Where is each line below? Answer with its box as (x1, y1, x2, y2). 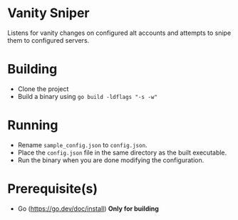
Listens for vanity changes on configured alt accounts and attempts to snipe (7, 28, 232, 37)
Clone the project (17, 84, 69, 93)
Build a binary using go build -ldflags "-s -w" (17, 92, 158, 100)
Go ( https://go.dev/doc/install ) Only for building (17, 204, 159, 213)
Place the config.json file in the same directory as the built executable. (17, 148, 227, 157)
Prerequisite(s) (7, 181, 98, 197)
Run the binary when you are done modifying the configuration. (17, 155, 205, 164)
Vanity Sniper (7, 5, 90, 21)
